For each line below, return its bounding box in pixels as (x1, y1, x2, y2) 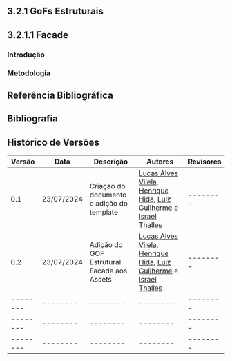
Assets (89, 275, 112, 284)
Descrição (93, 157, 128, 166)
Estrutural (89, 257, 122, 267)
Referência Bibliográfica (7, 90, 114, 101)
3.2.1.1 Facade (7, 29, 69, 41)
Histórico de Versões (7, 136, 100, 148)
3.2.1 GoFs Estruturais (7, 6, 104, 17)
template (89, 207, 119, 217)
